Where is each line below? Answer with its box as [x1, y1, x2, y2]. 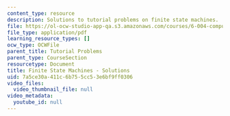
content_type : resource [7, 10, 75, 17]
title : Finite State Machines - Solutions [7, 67, 130, 74]
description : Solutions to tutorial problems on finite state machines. [7, 16, 219, 23]
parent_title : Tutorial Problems [7, 48, 103, 55]
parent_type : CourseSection [7, 55, 88, 61]
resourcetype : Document [7, 61, 75, 68]
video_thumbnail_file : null [13, 86, 94, 93]
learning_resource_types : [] [7, 35, 90, 42]
